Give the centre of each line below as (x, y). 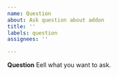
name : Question (29, 13)
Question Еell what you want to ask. (59, 65)
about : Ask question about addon (56, 20)
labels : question (32, 33)
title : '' (22, 26)
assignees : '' (28, 39)
